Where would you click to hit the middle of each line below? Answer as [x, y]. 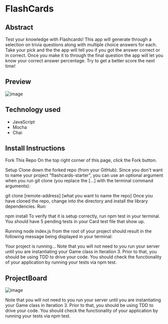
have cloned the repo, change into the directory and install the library [76, 201]
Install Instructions [35, 148]
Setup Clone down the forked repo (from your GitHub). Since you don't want [84, 170]
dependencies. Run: [26, 206]
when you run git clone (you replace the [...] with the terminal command [79, 181]
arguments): [18, 186]
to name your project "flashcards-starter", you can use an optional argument [84, 175]
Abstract [19, 27]
